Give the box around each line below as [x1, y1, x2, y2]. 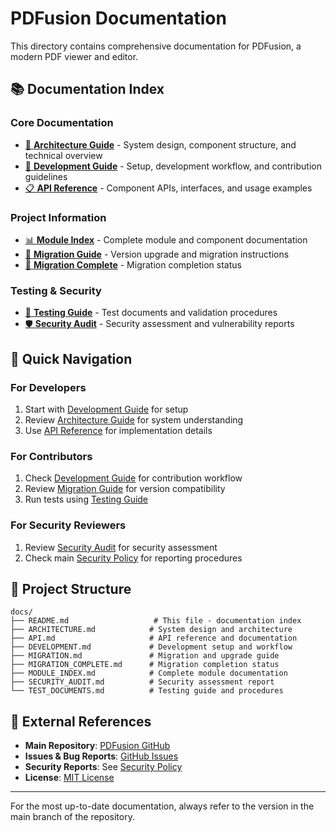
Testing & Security [10, 283, 102, 297]
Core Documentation [10, 116, 114, 130]
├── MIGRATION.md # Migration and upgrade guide [10, 651, 280, 661]
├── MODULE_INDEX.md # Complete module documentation [10, 668, 288, 679]
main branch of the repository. [10, 811, 135, 823]
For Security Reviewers [10, 518, 127, 532]
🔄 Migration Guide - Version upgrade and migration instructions [24, 248, 290, 260]
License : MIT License [24, 772, 115, 784]
